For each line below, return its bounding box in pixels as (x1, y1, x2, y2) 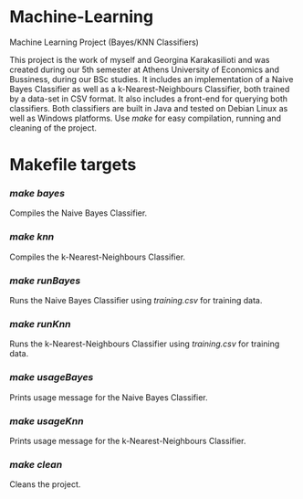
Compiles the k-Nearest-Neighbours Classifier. (9, 251, 185, 262)
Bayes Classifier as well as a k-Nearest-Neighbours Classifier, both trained (9, 83, 290, 94)
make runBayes (9, 274, 81, 287)
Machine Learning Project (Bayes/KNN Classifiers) (9, 37, 199, 48)
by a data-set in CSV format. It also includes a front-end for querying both (9, 93, 288, 104)
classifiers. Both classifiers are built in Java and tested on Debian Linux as (9, 102, 288, 113)
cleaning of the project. (9, 122, 98, 133)
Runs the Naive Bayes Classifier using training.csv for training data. (9, 295, 263, 306)
